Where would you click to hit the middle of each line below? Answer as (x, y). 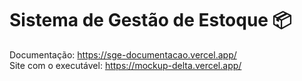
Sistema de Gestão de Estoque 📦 (150, 20)
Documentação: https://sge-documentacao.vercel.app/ (123, 54)
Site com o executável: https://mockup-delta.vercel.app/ (125, 65)
